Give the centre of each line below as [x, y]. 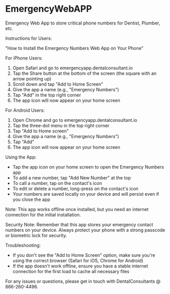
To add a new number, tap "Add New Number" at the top [72, 178]
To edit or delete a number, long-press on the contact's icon [75, 189]
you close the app [31, 199]
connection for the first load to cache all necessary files [71, 271]
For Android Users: [25, 110]
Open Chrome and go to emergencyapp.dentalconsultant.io [75, 120]
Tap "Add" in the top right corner [47, 95]
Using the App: [21, 157]
